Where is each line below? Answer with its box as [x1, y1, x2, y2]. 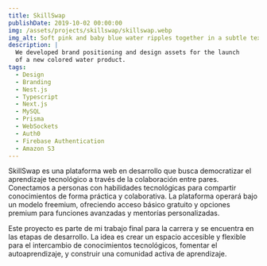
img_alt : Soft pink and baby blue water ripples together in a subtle [8, 33, 247, 42]
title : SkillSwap [8, 11, 66, 20]
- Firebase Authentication [15, 137, 105, 145]
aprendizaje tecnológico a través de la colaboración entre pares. [8, 175, 219, 184]
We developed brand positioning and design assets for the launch [15, 48, 240, 56]
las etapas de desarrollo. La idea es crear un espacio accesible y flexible [8, 232, 246, 242]
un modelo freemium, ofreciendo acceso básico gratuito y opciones [8, 200, 230, 210]
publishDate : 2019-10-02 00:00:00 [8, 19, 123, 27]
